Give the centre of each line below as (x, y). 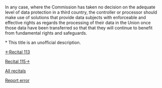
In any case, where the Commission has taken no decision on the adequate (80, 7)
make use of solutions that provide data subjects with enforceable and (75, 17)
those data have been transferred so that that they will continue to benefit (79, 28)
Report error (18, 80)
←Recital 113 (18, 52)
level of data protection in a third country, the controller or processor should (81, 12)
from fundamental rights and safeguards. (46, 33)
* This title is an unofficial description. (43, 43)
